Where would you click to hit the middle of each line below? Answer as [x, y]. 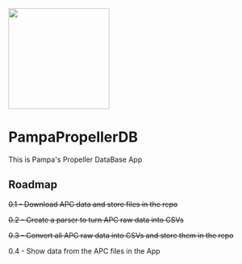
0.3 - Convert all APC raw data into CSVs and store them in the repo [121, 235]
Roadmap [33, 185]
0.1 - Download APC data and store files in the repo [93, 204]
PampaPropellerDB [73, 137]
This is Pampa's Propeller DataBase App [75, 159]
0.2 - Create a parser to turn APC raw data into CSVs [96, 220]
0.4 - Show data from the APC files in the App [84, 251]
